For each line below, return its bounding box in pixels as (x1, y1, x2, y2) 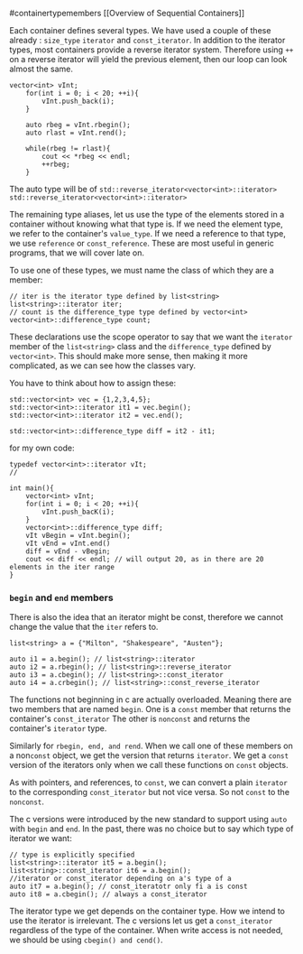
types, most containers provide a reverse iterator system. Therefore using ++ (9, 44, 294, 55)
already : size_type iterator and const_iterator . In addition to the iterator (9, 35, 286, 45)
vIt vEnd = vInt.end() (25, 539, 111, 548)
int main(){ (9, 484, 54, 493)
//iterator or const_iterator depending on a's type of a (9, 875, 232, 884)
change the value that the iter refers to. (9, 622, 159, 633)
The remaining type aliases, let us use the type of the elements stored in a (9, 209, 285, 219)
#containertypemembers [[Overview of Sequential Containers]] (9, 8, 245, 18)
